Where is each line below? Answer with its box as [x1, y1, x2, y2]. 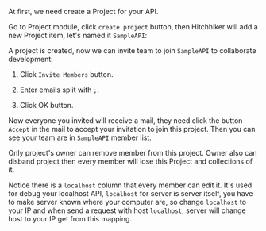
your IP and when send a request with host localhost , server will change [8, 206, 246, 215]
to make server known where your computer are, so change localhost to [8, 198, 247, 206]
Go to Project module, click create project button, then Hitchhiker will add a [8, 22, 258, 31]
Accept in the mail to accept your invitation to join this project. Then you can [8, 125, 256, 133]
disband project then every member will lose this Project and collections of [8, 156, 253, 166]
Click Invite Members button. [19, 70, 114, 79]
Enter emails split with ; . [19, 85, 99, 94]
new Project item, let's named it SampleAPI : [8, 31, 148, 40]
